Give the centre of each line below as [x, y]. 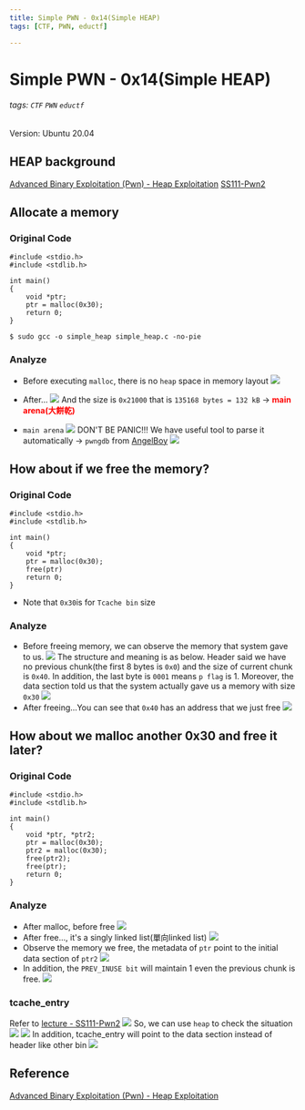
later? [26, 751]
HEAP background [62, 162]
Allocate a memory [65, 213]
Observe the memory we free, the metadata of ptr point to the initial [150, 947]
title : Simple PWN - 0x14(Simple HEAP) [85, 18]
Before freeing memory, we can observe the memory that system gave [155, 646]
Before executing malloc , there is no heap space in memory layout [145, 381]
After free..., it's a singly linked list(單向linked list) [115, 937]
